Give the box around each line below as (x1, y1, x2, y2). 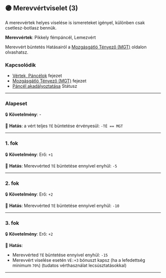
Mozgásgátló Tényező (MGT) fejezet (12, 78, 86, 84)
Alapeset (5, 100, 28, 107)
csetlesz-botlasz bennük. (5, 25, 57, 31)
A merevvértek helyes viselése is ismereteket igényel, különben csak (5, 19, 145, 26)
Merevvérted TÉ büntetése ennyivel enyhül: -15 (12, 252, 108, 258)
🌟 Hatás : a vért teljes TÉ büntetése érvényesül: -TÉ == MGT (5, 123, 124, 129)
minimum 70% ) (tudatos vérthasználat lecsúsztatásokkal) (12, 263, 127, 269)
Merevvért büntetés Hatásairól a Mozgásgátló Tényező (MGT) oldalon (5, 44, 147, 50)
